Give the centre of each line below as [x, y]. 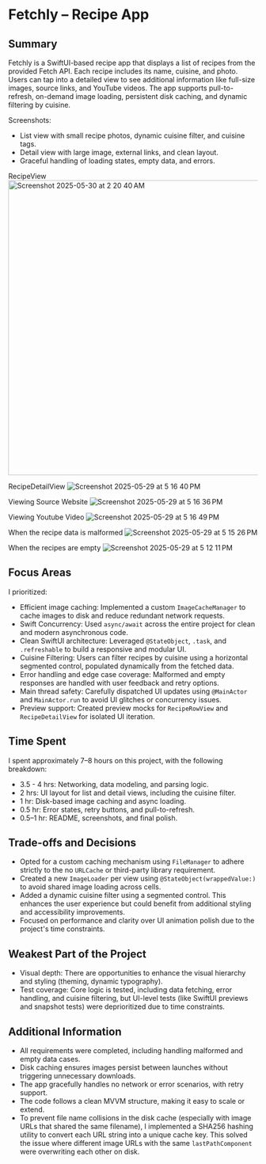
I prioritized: [28, 592]
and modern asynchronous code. [74, 632]
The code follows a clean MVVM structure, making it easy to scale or [132, 1101]
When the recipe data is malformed [66, 533]
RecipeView [27, 176]
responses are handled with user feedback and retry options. [119, 683]
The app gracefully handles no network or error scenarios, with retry [131, 1084]
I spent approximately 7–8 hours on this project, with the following [116, 760]
